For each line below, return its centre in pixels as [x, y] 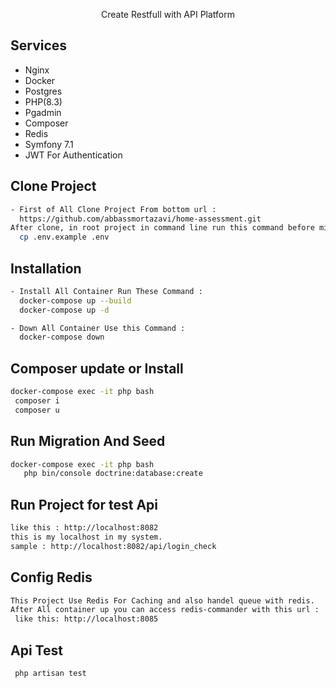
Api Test [36, 650]
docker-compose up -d [64, 310]
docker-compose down [62, 337]
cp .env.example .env [64, 237]
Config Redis [51, 577]
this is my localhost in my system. [86, 537]
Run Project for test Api [84, 504]
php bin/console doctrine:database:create [113, 474]
